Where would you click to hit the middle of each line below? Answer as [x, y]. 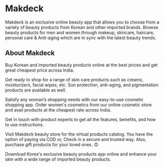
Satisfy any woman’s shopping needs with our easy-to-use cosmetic [74, 99]
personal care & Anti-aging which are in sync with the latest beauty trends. [81, 38]
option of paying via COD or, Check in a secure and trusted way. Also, [76, 139]
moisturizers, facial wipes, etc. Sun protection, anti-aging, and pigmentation [82, 85]
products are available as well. [36, 90]
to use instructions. [25, 124]
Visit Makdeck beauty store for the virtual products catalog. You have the [79, 134]
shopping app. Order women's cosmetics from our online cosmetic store [79, 105]
